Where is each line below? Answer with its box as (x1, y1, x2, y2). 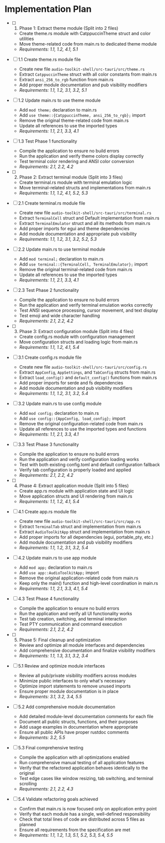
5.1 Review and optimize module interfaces (18, 663, 105, 669)
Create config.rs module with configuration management (19, 334, 135, 339)
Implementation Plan (4, 3, 92, 15)
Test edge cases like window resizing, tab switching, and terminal (19, 775, 154, 781)
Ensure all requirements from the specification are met (19, 827, 131, 833)
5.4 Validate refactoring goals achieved (18, 796, 99, 802)
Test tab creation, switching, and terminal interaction (19, 616, 127, 621)
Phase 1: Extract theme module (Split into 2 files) (19, 25, 118, 31)
